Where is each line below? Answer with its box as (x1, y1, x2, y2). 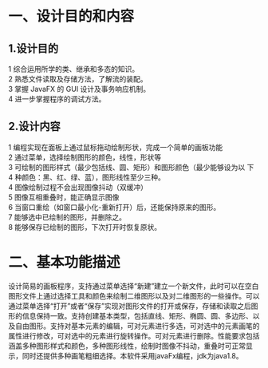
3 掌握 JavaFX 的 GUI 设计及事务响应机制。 (8, 85, 151, 93)
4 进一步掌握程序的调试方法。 (8, 94, 106, 104)
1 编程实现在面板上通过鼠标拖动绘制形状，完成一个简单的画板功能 (8, 142, 223, 152)
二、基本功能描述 (8, 253, 121, 271)
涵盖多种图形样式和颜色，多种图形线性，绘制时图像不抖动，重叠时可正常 (8, 341, 246, 350)
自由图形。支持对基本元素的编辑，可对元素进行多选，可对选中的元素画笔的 (14, 321, 260, 330)
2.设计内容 (8, 120, 61, 133)
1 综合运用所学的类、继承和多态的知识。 (8, 65, 140, 73)
